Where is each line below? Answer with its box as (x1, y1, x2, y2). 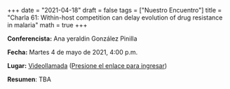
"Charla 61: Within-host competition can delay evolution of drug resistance (7, 13, 223, 22)
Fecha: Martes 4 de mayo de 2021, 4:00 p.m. (7, 48, 138, 56)
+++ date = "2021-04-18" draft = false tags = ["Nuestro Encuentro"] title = (7, 6, 222, 14)
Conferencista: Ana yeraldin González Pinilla (7, 34, 138, 43)
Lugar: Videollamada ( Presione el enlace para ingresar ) (7, 62, 168, 69)
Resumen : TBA (7, 75, 51, 83)
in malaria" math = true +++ (7, 21, 88, 29)
